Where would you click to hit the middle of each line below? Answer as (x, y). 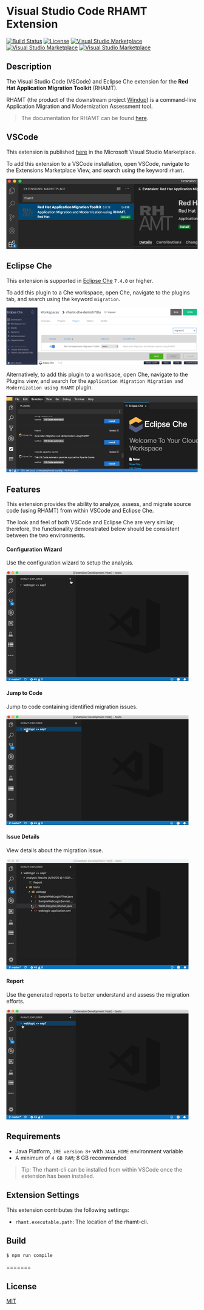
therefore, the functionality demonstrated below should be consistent (93, 529)
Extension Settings (43, 1195)
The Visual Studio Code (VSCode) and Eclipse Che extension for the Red (97, 81)
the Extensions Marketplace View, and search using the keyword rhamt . (95, 170)
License (22, 1287)
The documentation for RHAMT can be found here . (85, 118)
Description (29, 67)
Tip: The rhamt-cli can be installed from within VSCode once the (102, 1169)
